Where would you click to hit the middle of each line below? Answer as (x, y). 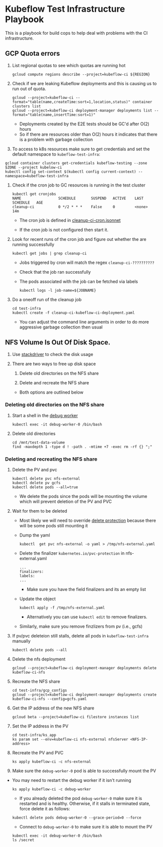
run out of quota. (29, 89)
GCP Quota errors (32, 54)
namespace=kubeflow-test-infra (37, 176)
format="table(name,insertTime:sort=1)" (54, 115)
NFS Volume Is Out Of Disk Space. (58, 342)
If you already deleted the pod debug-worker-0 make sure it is (81, 799)
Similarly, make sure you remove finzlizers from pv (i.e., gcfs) (81, 626)
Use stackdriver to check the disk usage (53, 354)
